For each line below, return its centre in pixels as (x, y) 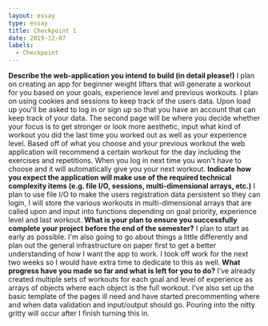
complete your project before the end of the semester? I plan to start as (129, 228)
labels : (21, 46)
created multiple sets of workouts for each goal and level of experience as (131, 279)
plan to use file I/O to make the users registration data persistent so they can (134, 194)
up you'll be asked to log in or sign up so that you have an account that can (132, 109)
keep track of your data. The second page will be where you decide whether (134, 118)
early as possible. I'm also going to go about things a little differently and (128, 237)
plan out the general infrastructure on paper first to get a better (112, 245)
